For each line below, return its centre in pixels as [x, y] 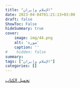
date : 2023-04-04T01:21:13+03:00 [40, 15]
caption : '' [27, 47]
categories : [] [21, 66]
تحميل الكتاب [18, 80]
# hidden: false [26, 52]
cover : [12, 33]
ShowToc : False [21, 24]
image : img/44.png [33, 38]
